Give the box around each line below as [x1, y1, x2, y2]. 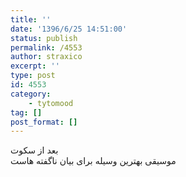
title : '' [10, 14, 52, 25]
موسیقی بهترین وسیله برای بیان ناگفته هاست [10, 155, 177, 167]
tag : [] [10, 107, 43, 118]
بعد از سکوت [10, 144, 59, 156]
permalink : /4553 [10, 42, 83, 53]
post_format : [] [10, 117, 78, 127]
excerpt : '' [10, 61, 60, 71]
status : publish [10, 33, 78, 43]
